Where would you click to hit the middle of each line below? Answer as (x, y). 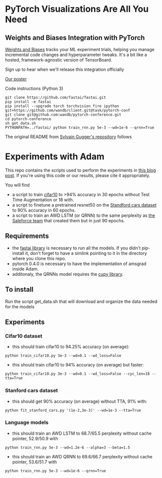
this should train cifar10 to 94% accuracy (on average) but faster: (78, 365)
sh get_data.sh (21, 123)
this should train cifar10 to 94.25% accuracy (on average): (71, 347)
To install (19, 289)
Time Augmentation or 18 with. (43, 200)
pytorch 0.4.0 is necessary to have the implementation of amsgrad (79, 264)
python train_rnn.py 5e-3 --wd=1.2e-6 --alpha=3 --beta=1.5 (68, 448)
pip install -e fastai (28, 102)
